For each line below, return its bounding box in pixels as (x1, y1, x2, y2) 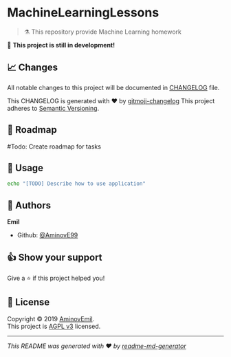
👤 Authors (7, 199, 52, 211)
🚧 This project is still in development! (7, 41, 115, 49)
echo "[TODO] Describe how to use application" (7, 180, 146, 187)
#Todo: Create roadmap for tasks (7, 142, 102, 151)
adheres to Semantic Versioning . (7, 104, 100, 112)
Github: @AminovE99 (16, 231, 78, 239)
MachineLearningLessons (7, 5, 159, 21)
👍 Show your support (7, 252, 102, 263)
